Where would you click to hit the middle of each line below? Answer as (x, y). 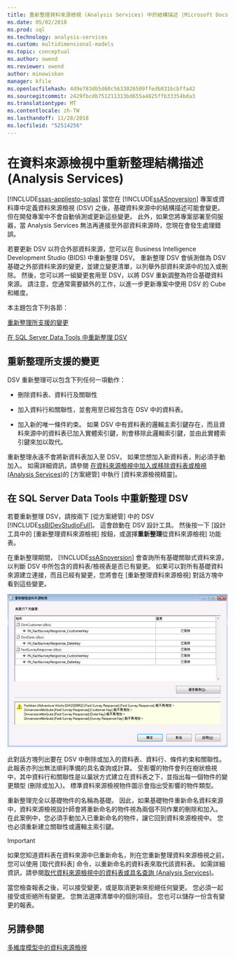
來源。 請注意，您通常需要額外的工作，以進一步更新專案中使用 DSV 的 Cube (116, 284)
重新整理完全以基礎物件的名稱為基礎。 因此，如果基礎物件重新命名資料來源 (115, 800)
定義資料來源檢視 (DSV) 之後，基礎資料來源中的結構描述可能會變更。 (124, 207)
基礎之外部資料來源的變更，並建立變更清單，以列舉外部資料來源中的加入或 (114, 266)
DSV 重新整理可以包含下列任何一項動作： (66, 380)
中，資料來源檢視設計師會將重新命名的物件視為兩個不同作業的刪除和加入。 (114, 809)
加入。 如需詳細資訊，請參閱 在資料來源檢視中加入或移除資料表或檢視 (107, 465)
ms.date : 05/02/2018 (37, 22)
